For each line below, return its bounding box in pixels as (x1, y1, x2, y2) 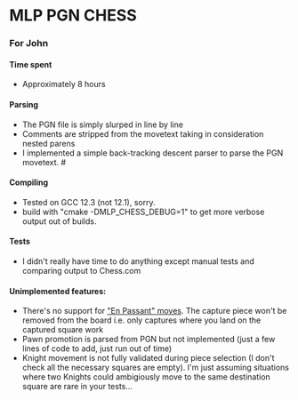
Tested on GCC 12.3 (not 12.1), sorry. (21, 196, 156, 207)
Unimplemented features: (9, 285, 107, 296)
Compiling (9, 177, 49, 188)
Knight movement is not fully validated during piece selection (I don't (21, 353, 275, 364)
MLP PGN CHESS (9, 5, 138, 26)
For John (9, 37, 49, 50)
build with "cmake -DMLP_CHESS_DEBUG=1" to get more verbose (21, 206, 265, 217)
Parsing (9, 99, 38, 109)
